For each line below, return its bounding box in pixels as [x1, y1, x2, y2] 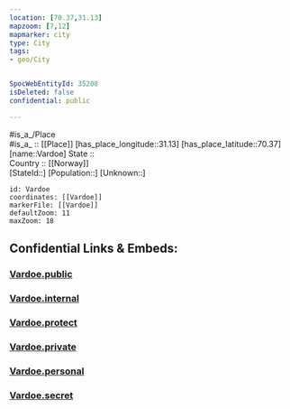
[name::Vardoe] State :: [9, 148, 95, 159]
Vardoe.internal [9, 292, 79, 304]
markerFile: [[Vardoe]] [9, 200, 99, 209]
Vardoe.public [9, 267, 73, 280]
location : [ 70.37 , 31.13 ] [9, 13, 103, 23]
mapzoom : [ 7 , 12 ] [9, 22, 70, 31]
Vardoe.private [9, 340, 77, 353]
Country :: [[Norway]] [9, 157, 89, 168]
